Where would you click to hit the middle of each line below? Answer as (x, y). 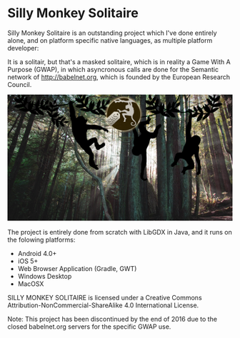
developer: (23, 48)
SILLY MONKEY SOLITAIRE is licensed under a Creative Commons (105, 298)
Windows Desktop (45, 277)
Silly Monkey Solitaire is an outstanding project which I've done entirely (112, 33)
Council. (20, 84)
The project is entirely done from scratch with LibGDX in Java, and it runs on (120, 232)
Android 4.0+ (37, 254)
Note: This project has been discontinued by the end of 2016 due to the (112, 319)
